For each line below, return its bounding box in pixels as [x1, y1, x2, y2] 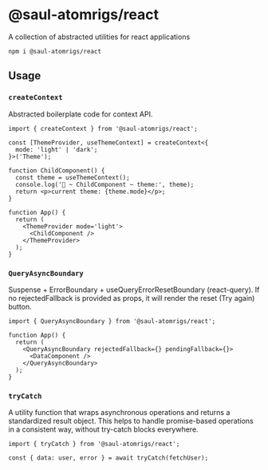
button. [8, 302, 32, 311]
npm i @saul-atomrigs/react [8, 47, 102, 55]
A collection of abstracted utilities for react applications [8, 32, 191, 41]
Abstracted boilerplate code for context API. [8, 109, 153, 119]
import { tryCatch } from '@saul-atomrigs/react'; [8, 440, 180, 448]
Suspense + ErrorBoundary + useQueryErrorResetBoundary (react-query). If [8, 285, 260, 294]
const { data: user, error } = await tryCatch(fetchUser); [8, 454, 209, 462]
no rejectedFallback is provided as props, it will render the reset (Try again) [8, 293, 255, 302]
